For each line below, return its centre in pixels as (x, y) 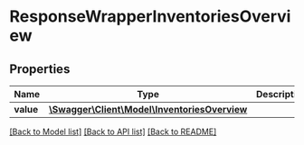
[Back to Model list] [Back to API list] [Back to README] (113, 131)
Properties (40, 69)
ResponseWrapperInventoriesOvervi (150, 17)
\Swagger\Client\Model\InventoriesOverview (148, 109)
